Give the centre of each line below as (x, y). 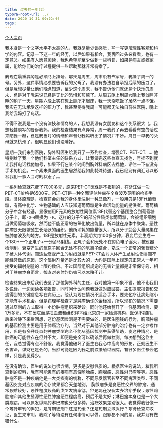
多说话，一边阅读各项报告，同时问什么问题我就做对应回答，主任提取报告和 (79, 289)
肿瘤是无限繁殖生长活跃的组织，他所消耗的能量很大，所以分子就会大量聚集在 (81, 230)
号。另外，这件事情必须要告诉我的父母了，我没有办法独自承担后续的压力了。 (81, 83)
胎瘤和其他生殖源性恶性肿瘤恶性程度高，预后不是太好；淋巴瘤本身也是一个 (79, 397)
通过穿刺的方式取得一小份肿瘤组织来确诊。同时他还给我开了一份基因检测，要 (81, 307)
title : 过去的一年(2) (25, 10)
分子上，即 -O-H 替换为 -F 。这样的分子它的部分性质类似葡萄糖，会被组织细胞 (81, 217)
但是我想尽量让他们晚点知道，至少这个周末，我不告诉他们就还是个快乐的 (77, 89)
